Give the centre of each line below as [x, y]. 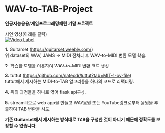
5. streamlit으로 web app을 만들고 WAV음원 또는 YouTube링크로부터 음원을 [79, 102]
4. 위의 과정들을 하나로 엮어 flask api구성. [46, 92]
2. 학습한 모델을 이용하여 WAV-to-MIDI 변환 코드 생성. [58, 66]
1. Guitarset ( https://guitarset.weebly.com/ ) [49, 49]
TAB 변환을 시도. [34, 109]
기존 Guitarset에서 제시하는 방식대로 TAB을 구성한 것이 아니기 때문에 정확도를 [80, 119]
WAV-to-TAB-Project [49, 9]
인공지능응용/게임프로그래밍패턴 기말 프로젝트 [49, 23]
